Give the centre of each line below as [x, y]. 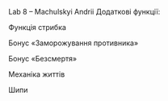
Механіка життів [37, 74]
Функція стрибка [38, 27]
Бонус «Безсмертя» [43, 59]
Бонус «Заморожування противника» [73, 43]
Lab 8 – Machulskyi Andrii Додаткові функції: [84, 12]
